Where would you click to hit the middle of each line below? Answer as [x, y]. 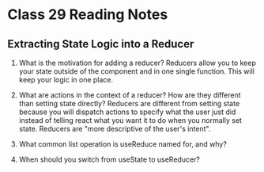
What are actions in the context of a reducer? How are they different [130, 95]
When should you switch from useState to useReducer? [109, 159]
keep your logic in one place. [66, 80]
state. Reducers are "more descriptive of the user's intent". [115, 129]
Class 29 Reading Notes [88, 15]
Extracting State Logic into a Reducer [101, 44]
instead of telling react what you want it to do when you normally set [130, 120]
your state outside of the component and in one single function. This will [136, 71]
